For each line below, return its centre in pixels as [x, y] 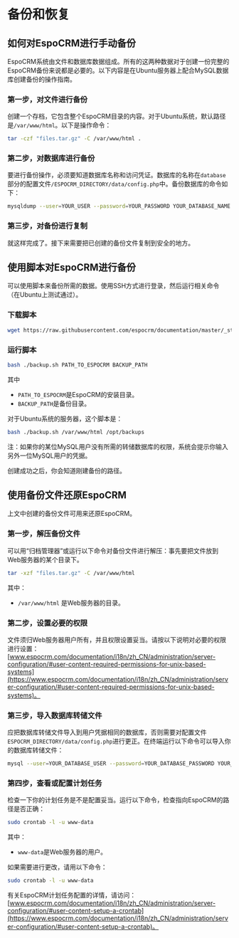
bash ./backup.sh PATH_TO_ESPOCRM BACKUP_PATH [78, 365]
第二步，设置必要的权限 [47, 623]
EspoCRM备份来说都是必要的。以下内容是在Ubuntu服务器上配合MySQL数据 [118, 70]
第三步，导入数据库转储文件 [55, 715]
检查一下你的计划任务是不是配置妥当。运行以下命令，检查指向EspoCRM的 [115, 800]
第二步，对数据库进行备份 [51, 159]
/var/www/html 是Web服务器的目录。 [71, 603]
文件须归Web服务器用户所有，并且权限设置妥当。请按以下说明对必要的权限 [117, 639]
